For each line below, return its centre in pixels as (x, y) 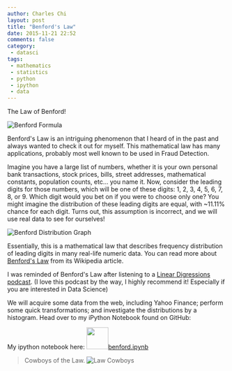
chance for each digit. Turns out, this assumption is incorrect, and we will (112, 212)
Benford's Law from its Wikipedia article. (65, 261)
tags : (15, 59)
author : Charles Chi (37, 14)
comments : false (31, 40)
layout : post (26, 20)
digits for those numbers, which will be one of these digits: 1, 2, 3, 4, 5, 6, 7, (115, 189)
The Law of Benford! (37, 112)
